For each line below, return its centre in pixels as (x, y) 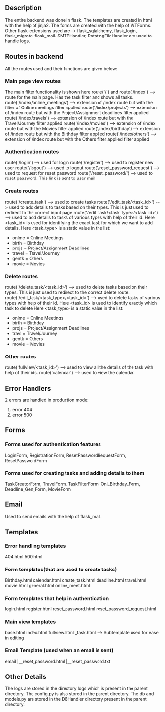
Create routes (22, 191)
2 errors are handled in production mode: (47, 400)
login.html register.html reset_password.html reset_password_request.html (81, 609)
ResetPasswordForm (26, 460)
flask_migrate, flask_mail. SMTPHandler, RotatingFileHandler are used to (78, 36)
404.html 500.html (24, 557)
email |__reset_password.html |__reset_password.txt (58, 661)
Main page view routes (33, 81)
